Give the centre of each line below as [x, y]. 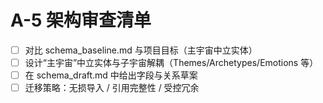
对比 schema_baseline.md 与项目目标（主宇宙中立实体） [141, 50]
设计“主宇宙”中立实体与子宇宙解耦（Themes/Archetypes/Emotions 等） [171, 62]
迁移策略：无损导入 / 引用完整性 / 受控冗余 [112, 88]
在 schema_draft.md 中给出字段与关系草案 [111, 75]
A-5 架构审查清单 [81, 20]
